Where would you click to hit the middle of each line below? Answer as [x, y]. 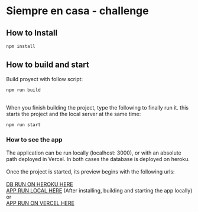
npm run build [24, 90]
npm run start [24, 125]
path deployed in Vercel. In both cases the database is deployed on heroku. [98, 159]
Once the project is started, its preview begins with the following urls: [90, 171]
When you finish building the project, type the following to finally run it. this [98, 107]
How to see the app [35, 140]
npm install [21, 46]
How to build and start [48, 65]
